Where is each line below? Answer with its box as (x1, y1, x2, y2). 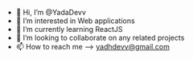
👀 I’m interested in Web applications (15, 16, 135, 26)
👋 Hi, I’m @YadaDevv (15, 8, 87, 17)
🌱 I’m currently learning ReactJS (15, 25, 123, 33)
